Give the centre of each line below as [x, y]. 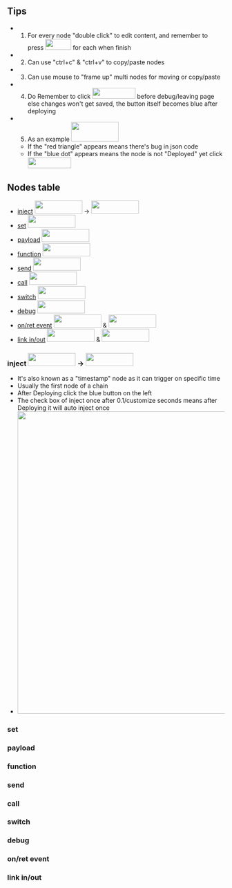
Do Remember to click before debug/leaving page [121, 96]
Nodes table [34, 188]
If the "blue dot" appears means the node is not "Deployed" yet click [125, 153]
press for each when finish [79, 47]
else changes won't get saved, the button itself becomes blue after [123, 104]
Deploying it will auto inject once [64, 408]
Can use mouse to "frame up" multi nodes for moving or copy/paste [124, 77]
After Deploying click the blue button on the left [84, 393]
